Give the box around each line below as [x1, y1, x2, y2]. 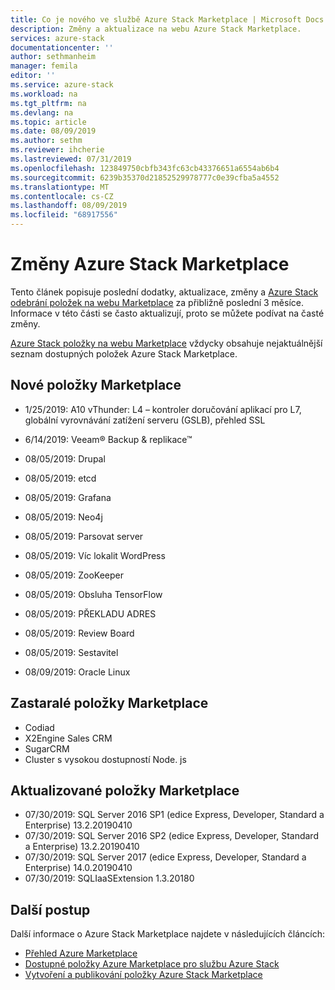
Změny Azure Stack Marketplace [10, 253, 290, 276]
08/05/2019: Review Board [24, 627, 135, 639]
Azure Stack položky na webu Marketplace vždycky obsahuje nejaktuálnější [10, 337, 323, 349]
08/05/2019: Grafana [24, 491, 112, 503]
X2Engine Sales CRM [24, 732, 113, 744]
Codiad [24, 721, 55, 733]
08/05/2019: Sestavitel [24, 646, 119, 658]
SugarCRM [24, 742, 70, 755]
